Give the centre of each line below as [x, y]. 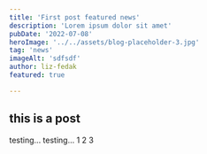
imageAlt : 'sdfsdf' [45, 58]
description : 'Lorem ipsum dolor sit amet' [91, 26]
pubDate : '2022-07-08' [51, 34]
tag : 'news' [31, 50]
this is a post [45, 119]
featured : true [37, 75]
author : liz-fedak [43, 67]
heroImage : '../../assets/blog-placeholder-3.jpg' [104, 42]
